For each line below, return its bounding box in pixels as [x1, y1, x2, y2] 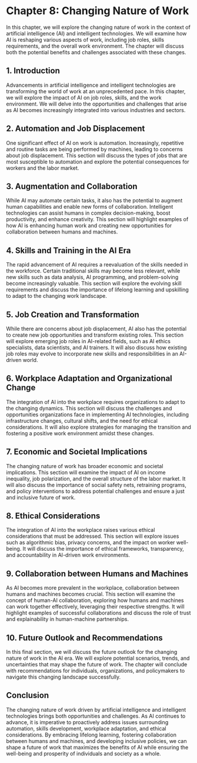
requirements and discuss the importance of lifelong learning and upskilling [6, 286, 189, 293]
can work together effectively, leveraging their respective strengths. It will [6, 603, 185, 610]
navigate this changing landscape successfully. [6, 673, 121, 680]
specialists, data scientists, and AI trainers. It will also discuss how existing [6, 344, 187, 351]
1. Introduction [6, 66, 60, 76]
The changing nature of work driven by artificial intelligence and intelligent [6, 706, 186, 713]
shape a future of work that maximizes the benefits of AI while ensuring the [6, 744, 189, 751]
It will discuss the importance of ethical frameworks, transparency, [22, 545, 184, 552]
